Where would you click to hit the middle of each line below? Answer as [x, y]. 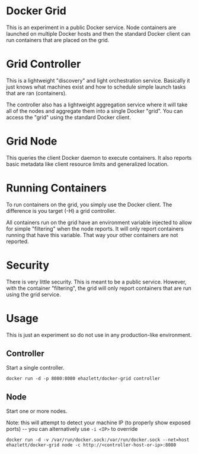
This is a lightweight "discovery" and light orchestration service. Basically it [98, 80]
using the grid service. [33, 294]
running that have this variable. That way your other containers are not [92, 235]
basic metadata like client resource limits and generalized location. [87, 164]
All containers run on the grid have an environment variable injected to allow [99, 222]
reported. [17, 241]
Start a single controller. [35, 368]
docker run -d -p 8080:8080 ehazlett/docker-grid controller [83, 379]
